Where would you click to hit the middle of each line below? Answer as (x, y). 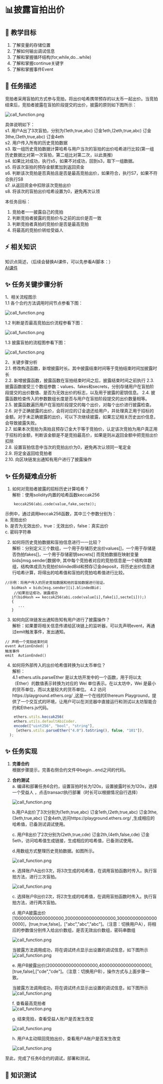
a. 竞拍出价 (16, 520)
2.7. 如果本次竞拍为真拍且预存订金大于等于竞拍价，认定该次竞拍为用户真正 (79, 429)
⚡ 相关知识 (21, 247)
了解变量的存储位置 (31, 45)
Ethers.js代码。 (36, 708)
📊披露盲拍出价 (35, 10)
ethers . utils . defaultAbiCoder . (45, 722)
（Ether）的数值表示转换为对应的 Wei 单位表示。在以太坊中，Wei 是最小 (84, 683)
